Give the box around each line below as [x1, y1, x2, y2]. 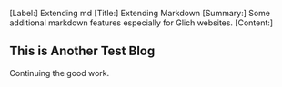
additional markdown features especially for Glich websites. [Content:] [9, 17, 274, 28]
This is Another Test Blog [9, 43, 156, 59]
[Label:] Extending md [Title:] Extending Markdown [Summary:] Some [9, 8, 271, 18]
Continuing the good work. [9, 67, 110, 78]
